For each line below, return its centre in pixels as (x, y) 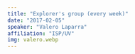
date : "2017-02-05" (36, 20)
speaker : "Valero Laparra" (47, 27)
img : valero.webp (33, 40)
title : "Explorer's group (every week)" (68, 14)
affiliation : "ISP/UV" (41, 33)
